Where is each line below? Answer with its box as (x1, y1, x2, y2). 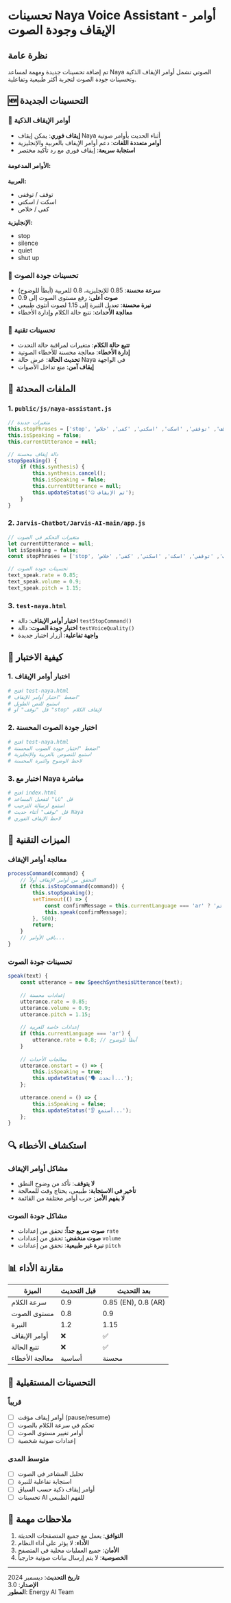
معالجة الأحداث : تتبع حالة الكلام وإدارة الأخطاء (17, 308, 133, 316)
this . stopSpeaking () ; (32, 890, 95, 896)
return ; (32, 921, 54, 929)
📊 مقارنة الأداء (8, 1262, 64, 1273)
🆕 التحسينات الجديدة (8, 95, 88, 107)
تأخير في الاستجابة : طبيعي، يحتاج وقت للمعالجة (17, 1186, 136, 1194)
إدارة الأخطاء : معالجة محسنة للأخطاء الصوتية (17, 348, 130, 356)
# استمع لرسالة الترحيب (8, 802, 65, 809)
